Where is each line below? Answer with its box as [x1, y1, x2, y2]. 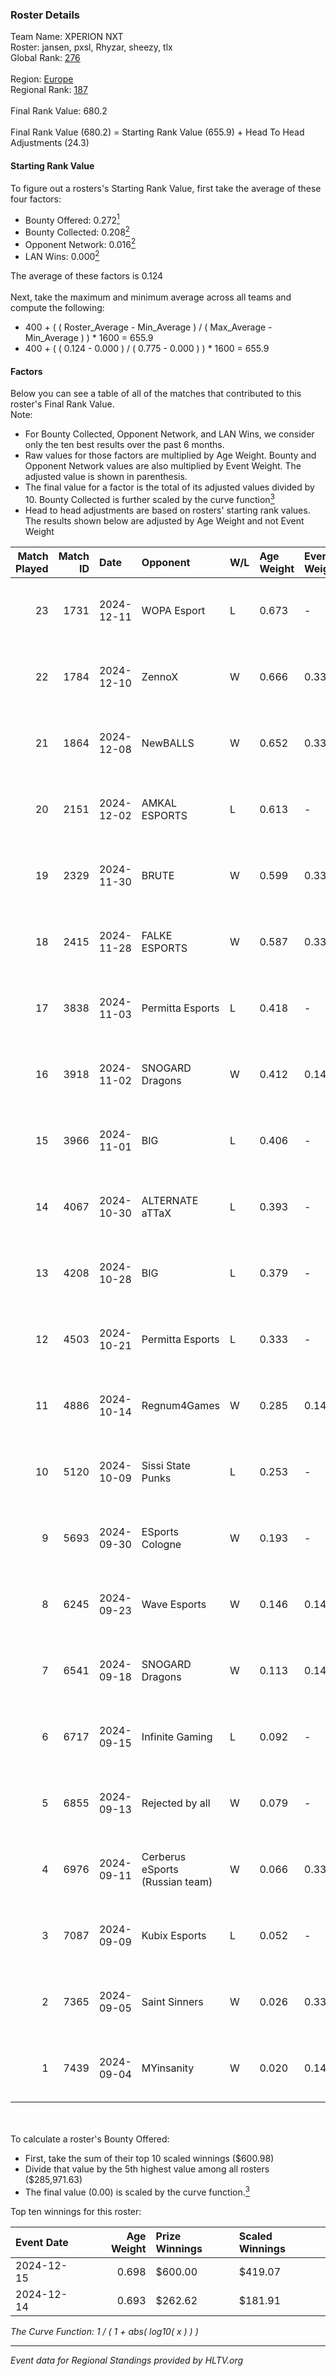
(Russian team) [141, 1874, 213, 1888]
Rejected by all [141, 1796, 211, 1810]
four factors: [10, 193, 62, 205]
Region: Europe [10, 73, 74, 85]
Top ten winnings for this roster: [10, 2205, 142, 2217]
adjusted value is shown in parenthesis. [24, 471, 188, 483]
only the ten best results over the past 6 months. [24, 439, 225, 451]
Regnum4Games [141, 1398, 221, 1412]
